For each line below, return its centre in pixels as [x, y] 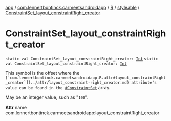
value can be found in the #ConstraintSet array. [58, 87]
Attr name [16, 107]
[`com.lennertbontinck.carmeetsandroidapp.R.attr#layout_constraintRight [86, 78]
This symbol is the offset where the [42, 73]
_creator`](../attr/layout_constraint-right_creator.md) [67, 82]
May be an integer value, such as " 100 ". [47, 97]
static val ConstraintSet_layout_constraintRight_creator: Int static [82, 59]
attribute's [144, 82]
